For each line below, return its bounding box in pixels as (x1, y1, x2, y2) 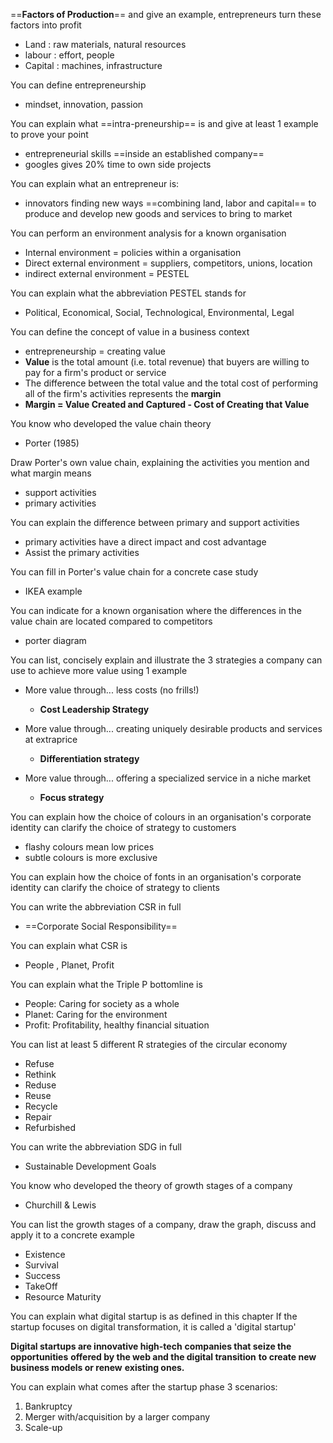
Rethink (24, 1069, 57, 1080)
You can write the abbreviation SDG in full (10, 1141, 182, 1153)
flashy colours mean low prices (24, 841, 155, 853)
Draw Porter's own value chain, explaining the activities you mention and (10, 457, 310, 468)
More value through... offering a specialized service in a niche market (24, 772, 312, 784)
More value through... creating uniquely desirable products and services (24, 723, 323, 734)
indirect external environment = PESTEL (24, 268, 190, 279)
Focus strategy (39, 792, 105, 803)
